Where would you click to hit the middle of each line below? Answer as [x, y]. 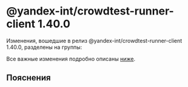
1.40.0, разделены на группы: [44, 47]
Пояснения [29, 78]
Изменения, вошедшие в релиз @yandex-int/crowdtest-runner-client [94, 40]
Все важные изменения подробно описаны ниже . [71, 59]
